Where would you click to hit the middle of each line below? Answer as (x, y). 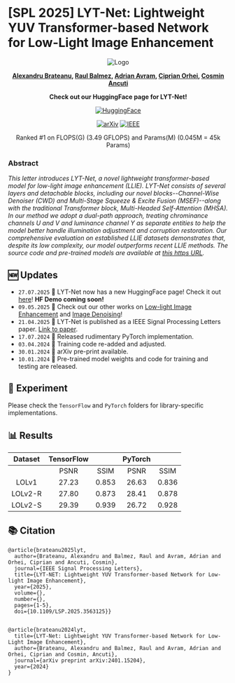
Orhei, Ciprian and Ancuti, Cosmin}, (63, 562)
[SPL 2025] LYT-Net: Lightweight (106, 13)
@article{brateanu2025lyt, (47, 550)
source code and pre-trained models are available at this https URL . (106, 253)
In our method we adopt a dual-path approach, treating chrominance (108, 216)
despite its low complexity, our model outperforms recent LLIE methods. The (118, 245)
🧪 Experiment (38, 388)
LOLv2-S (27, 505)
